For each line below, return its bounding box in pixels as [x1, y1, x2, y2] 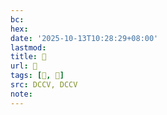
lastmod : [10, 42, 47, 53]
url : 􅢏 [10, 61, 38, 71]
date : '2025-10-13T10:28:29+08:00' [10, 33, 159, 43]
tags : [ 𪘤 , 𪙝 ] [10, 71, 65, 81]
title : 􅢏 [10, 52, 47, 62]
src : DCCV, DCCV [10, 80, 78, 90]
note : [10, 89, 33, 99]
